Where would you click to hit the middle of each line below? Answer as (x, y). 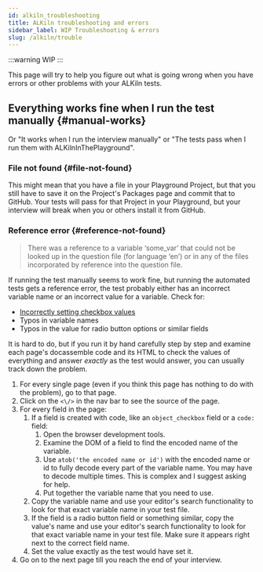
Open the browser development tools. (104, 434)
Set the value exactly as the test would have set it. (112, 551)
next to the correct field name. (80, 543)
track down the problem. (48, 369)
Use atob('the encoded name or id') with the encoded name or (146, 459)
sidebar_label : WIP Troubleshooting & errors (84, 30)
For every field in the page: (63, 409)
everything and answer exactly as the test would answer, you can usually (126, 360)
